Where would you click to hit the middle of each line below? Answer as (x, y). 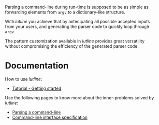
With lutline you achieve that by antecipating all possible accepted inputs (78, 21)
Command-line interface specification (50, 117)
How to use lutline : (23, 79)
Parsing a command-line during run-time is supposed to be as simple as (77, 7)
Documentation (37, 66)
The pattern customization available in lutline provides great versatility (75, 41)
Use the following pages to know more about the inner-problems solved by (79, 97)
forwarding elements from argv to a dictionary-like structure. (65, 12)
